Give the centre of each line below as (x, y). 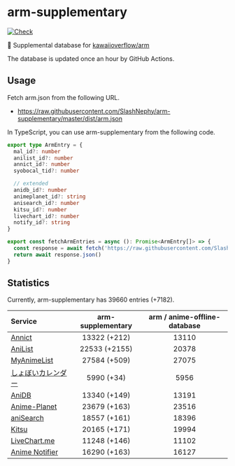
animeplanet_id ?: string (50, 197)
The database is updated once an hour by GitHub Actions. (91, 58)
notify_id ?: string (42, 223)
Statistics (29, 283)
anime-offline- (194, 317)
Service (24, 321)
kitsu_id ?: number (41, 210)
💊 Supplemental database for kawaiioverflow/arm (78, 45)
